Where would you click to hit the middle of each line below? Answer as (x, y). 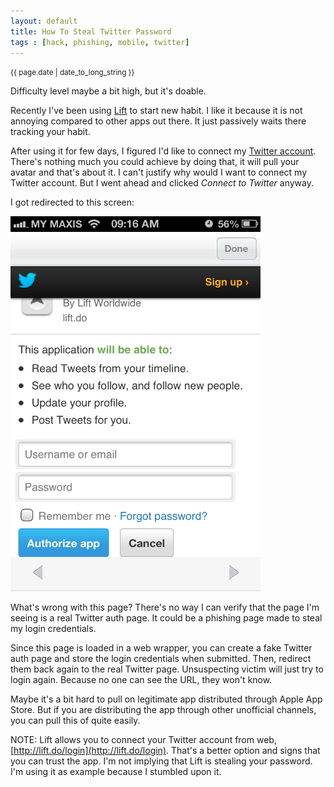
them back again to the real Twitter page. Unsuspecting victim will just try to (167, 669)
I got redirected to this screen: (72, 202)
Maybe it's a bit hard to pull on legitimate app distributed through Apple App (166, 699)
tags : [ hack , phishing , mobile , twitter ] (100, 42)
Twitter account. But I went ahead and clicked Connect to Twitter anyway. (162, 183)
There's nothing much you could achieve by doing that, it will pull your (155, 162)
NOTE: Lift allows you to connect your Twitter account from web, (143, 740)
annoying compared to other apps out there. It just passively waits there (158, 121)
